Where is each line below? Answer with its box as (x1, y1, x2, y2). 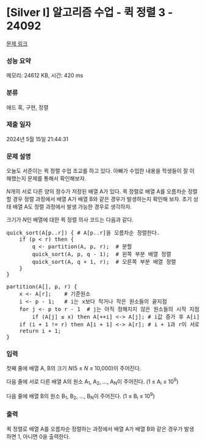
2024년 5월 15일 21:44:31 (6, 135, 69, 142)
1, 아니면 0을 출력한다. (17, 433, 71, 440)
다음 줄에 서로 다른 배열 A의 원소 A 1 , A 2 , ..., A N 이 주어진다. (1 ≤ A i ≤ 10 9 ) (6, 377, 179, 387)
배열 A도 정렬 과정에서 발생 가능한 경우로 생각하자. (12, 203, 132, 211)
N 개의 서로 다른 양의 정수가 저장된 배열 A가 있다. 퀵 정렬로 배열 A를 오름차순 (6, 188, 187, 196)
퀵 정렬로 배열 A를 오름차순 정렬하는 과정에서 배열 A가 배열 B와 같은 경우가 (6, 425, 183, 433)
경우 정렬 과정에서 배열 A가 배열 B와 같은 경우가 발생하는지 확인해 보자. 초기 (12, 196, 192, 203)
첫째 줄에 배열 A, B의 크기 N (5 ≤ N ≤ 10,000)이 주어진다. (6, 365, 142, 372)
